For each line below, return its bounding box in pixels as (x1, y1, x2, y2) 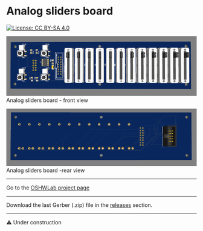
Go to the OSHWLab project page (6, 184, 90, 191)
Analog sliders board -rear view (6, 166, 85, 174)
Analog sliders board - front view (6, 97, 89, 104)
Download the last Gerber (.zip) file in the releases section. (6, 201, 153, 209)
